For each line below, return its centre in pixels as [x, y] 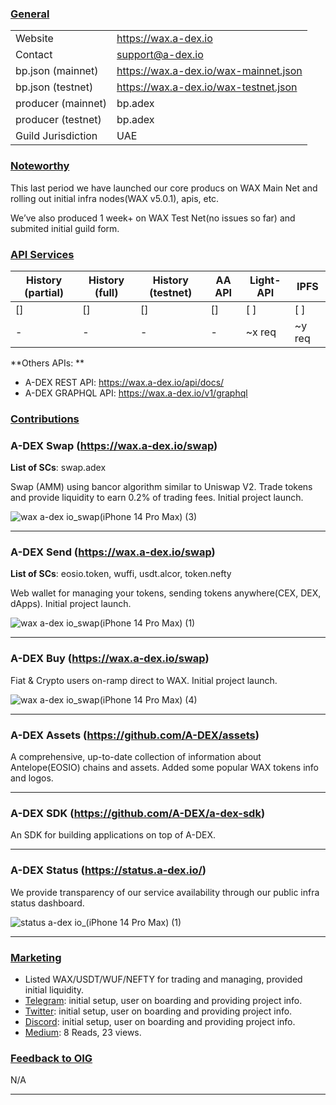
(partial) [44, 292]
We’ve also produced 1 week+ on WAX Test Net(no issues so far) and [153, 218]
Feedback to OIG [51, 1058]
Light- [265, 280]
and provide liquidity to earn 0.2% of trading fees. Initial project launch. [157, 498]
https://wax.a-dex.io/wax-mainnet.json [209, 71]
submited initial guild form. [65, 228]
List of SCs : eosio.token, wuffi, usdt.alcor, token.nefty [121, 574]
